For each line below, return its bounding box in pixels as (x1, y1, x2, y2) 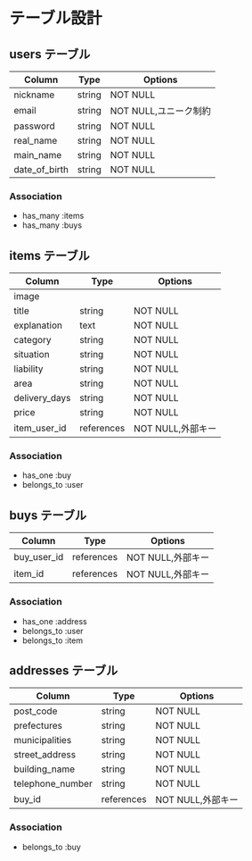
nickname (13, 88, 55, 101)
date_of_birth (13, 163, 69, 175)
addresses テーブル (9, 663, 118, 678)
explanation (13, 319, 62, 331)
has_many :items (21, 211, 85, 222)
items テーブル (9, 247, 91, 263)
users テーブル (9, 46, 91, 62)
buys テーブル (9, 507, 87, 522)
